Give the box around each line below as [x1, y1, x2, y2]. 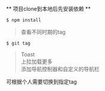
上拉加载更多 [20, 58, 52, 65]
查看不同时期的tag [20, 29, 66, 35]
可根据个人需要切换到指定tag [6, 78, 78, 85]
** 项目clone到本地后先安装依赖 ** [6, 5, 91, 12]
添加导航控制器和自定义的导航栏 [20, 65, 100, 72]
